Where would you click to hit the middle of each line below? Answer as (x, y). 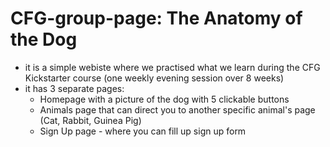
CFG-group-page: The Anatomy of (156, 18)
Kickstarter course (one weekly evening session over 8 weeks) (154, 78)
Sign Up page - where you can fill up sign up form (143, 131)
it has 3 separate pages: (74, 88)
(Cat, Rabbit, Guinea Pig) (90, 120)
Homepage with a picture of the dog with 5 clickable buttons (164, 99)
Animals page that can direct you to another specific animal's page (177, 109)
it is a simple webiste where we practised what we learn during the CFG (172, 67)
